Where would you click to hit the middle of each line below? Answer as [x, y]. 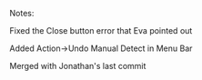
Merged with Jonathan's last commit [78, 66]
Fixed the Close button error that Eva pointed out [101, 30]
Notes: [22, 13]
